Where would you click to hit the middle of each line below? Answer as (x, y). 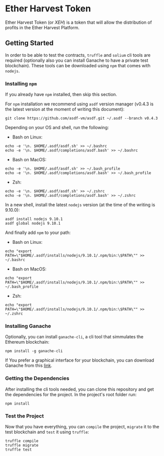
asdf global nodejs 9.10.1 (33, 224)
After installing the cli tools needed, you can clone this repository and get (80, 389)
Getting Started (29, 43)
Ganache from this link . (29, 365)
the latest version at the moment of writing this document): (65, 109)
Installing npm (21, 84)
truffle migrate (22, 445)
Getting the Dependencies (37, 378)
